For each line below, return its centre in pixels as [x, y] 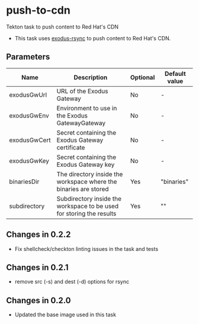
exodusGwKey [29, 161]
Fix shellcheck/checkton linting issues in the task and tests [86, 249]
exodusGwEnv [29, 115]
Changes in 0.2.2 [38, 235]
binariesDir [24, 182]
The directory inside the [90, 174]
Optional [142, 77]
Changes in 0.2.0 [38, 300]
